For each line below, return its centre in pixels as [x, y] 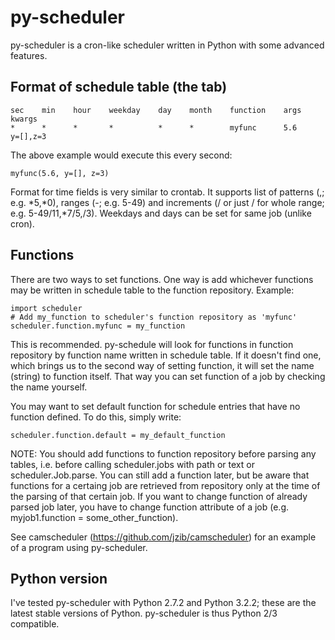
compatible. [35, 624]
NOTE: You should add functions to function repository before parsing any [163, 453]
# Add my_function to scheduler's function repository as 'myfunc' [154, 317]
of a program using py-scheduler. [79, 547]
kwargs [24, 119]
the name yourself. [49, 387]
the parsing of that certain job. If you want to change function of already [159, 496]
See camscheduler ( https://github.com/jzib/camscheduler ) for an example [163, 537]
